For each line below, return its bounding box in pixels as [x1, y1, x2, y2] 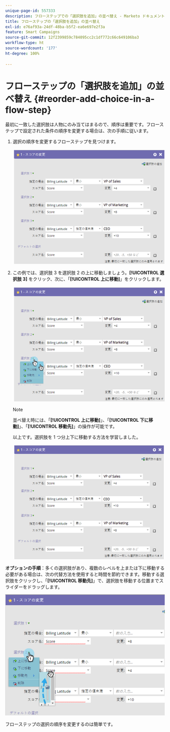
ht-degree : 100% [5, 51, 39, 56]
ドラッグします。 [27, 584, 63, 590]
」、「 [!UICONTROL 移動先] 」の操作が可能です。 [19, 423, 117, 429]
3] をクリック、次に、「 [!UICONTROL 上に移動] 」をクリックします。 [22, 276, 164, 282]
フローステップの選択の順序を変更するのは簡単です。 [5, 721, 115, 727]
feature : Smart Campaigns [5, 29, 60, 35]
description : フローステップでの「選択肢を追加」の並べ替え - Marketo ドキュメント [5, 13, 165, 19]
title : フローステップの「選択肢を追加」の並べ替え [5, 19, 100, 24]
